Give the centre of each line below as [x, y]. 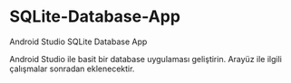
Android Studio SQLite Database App [78, 41]
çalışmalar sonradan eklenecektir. [72, 69]
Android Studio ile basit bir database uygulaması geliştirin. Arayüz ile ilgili [146, 59]
